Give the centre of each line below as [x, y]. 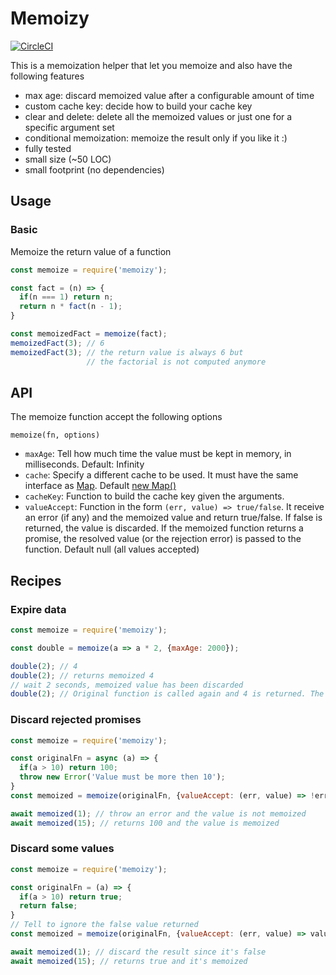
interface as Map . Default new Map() [100, 486]
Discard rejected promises [76, 720]
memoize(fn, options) [55, 435]
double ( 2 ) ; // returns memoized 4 [82, 675]
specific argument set [69, 127]
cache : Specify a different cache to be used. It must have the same [161, 475]
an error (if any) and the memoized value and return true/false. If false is [173, 518]
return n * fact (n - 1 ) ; [71, 307]
